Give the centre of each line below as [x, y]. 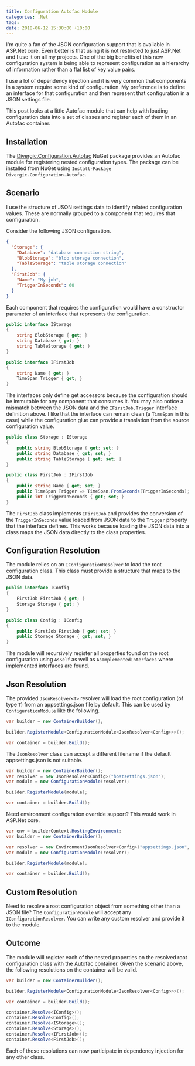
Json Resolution [36, 684]
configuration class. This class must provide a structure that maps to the [93, 571]
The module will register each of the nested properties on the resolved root [97, 957]
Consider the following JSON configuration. [59, 231]
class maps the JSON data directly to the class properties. [76, 532]
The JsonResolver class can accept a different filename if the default [88, 753]
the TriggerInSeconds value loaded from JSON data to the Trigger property [97, 520]
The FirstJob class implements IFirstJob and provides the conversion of [95, 513]
